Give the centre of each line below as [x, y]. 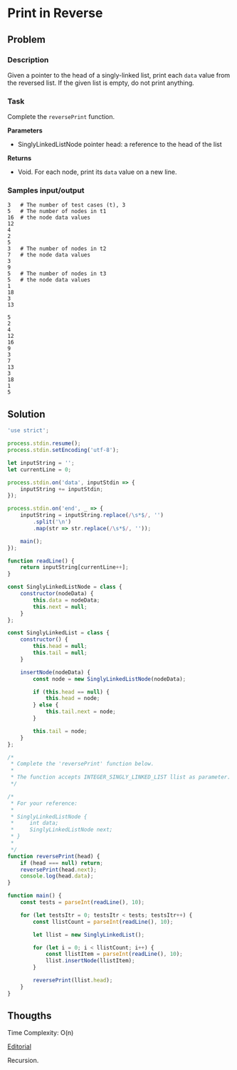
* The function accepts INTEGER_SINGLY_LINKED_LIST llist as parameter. [121, 777]
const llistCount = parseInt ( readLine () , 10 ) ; [103, 922]
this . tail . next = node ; [80, 712]
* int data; [35, 823]
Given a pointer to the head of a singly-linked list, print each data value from [119, 75]
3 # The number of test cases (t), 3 [67, 205]
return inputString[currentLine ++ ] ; [75, 567]
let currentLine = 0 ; [39, 469]
